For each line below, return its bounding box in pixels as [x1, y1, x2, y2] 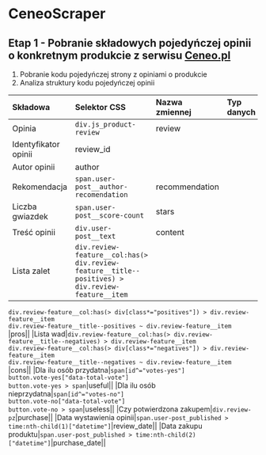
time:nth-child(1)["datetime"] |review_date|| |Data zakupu [8, 421, 203, 430]
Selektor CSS [74, 102, 127, 112]
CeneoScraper [8, 5, 106, 23]
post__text [74, 232, 116, 241]
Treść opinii [12, 227, 55, 237]
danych [226, 107, 256, 117]
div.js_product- [74, 120, 136, 129]
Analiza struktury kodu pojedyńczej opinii [19, 78, 155, 87]
